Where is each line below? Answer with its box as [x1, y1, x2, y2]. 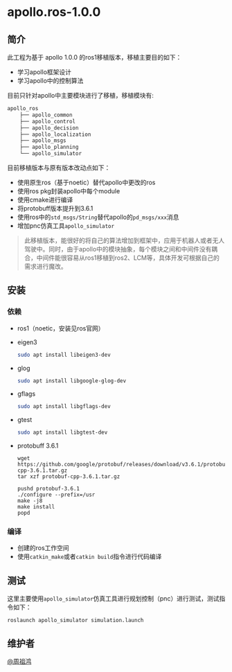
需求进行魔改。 [24, 263, 67, 270]
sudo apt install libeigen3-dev [17, 351, 111, 358]
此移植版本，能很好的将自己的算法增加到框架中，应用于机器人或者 [24, 236, 213, 245]
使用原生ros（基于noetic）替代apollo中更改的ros [17, 178, 156, 186]
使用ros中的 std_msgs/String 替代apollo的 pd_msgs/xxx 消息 [17, 213, 179, 221]
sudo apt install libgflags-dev [17, 403, 111, 410]
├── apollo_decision [19, 124, 79, 132]
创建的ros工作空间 [17, 544, 69, 552]
